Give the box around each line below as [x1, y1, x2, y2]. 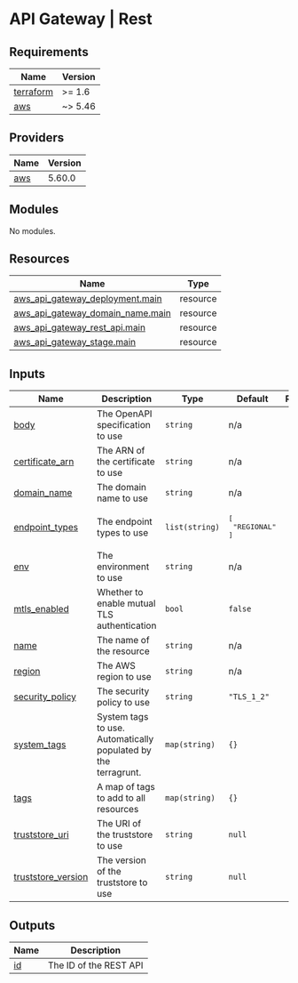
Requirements [9, 44, 89, 60]
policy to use [96, 697, 151, 709]
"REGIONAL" [232, 522, 277, 532]
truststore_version [13, 871, 89, 883]
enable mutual [96, 597, 156, 609]
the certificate [96, 455, 155, 468]
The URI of [96, 818, 142, 830]
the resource [96, 645, 151, 657]
